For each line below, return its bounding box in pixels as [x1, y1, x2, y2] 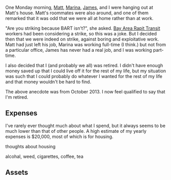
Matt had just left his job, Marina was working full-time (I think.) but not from [5, 42, 166, 48]
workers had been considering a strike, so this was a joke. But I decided [5, 31, 157, 36]
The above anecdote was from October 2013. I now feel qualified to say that [5, 89, 165, 94]
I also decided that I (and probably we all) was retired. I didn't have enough [5, 63, 163, 68]
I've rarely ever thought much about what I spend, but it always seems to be [5, 123, 165, 129]
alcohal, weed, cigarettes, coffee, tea [5, 153, 83, 159]
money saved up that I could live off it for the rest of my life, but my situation [5, 68, 166, 74]
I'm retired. [5, 94, 29, 100]
